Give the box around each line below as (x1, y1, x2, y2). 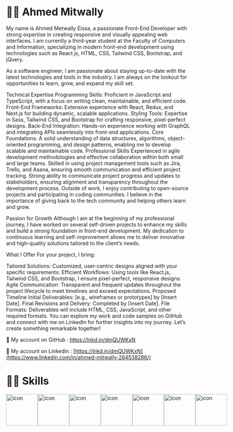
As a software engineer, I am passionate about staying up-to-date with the (6, 67, 186, 74)
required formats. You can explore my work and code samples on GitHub (6, 312, 183, 319)
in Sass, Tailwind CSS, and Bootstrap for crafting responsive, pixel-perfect (6, 116, 186, 123)
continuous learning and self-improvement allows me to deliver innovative (6, 233, 185, 240)
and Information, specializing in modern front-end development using (6, 43, 174, 50)
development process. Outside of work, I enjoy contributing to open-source (6, 184, 189, 191)
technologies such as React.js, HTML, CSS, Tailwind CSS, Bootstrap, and (6, 49, 183, 56)
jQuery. (6, 56, 24, 63)
